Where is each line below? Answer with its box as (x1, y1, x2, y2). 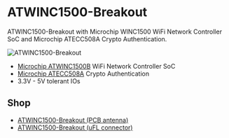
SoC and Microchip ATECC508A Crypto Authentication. (7, 34, 167, 43)
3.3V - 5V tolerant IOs (17, 76, 81, 85)
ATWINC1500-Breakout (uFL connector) (17, 123, 133, 132)
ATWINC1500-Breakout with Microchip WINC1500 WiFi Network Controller (7, 27, 223, 36)
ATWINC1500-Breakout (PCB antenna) (17, 116, 129, 124)
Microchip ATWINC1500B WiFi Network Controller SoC (17, 62, 176, 70)
